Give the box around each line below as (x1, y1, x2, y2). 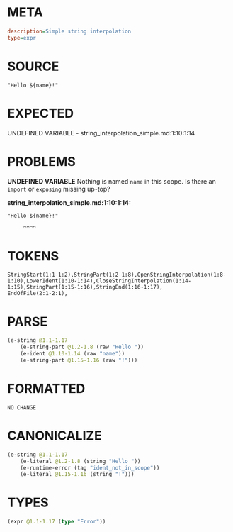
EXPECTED (7, 105, 74, 121)
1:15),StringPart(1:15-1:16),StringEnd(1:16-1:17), (7, 284, 163, 291)
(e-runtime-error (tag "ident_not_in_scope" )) (20, 464, 160, 472)
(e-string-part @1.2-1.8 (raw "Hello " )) (20, 343, 144, 351)
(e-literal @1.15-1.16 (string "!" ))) (20, 471, 135, 478)
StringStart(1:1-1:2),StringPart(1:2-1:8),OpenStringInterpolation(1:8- (7, 271, 227, 279)
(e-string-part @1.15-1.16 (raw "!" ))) (20, 357, 138, 364)
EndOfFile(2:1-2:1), (7, 290, 69, 297)
